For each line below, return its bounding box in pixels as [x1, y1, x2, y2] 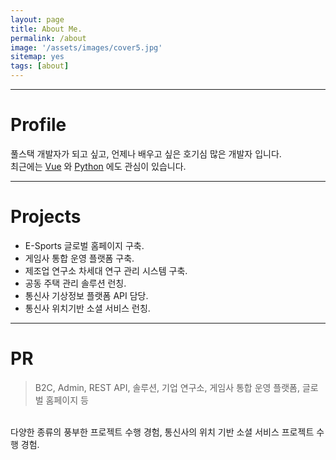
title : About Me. [10, 24, 83, 34]
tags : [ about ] [10, 61, 70, 71]
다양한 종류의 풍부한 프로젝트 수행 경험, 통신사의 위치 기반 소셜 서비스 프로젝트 [10, 426, 315, 438]
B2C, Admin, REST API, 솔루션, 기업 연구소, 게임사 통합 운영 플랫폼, [34, 381, 301, 393]
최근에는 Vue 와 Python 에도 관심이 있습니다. [10, 160, 187, 172]
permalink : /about [10, 33, 87, 43]
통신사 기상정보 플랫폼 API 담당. [24, 289, 149, 301]
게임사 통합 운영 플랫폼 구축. [24, 252, 135, 264]
